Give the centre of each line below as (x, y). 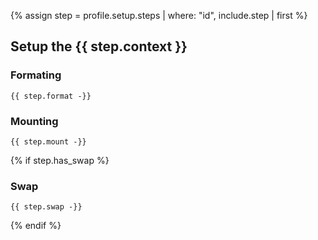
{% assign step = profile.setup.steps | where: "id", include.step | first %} (159, 15)
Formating (36, 75)
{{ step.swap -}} (46, 207)
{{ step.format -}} (51, 96)
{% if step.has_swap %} (60, 160)
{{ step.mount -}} (48, 141)
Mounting (34, 121)
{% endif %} (36, 226)
